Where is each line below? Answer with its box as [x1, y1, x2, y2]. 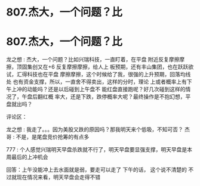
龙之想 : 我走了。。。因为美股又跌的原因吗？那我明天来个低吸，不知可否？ [6, 126, 183, 133]
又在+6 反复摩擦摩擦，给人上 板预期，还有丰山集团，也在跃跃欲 [37, 63, 194, 70]
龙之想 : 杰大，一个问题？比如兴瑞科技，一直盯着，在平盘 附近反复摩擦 [6, 56, 180, 63]
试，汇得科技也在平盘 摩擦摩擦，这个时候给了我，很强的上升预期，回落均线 [6, 71, 191, 78]
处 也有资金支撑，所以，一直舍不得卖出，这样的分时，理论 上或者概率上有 [6, 78, 187, 85]
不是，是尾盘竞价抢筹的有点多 [16, 134, 90, 141]
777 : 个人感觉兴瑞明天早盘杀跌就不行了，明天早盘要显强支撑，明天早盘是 [6, 146, 187, 153]
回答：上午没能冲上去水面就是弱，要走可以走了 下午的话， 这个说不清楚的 [6, 166, 187, 173]
